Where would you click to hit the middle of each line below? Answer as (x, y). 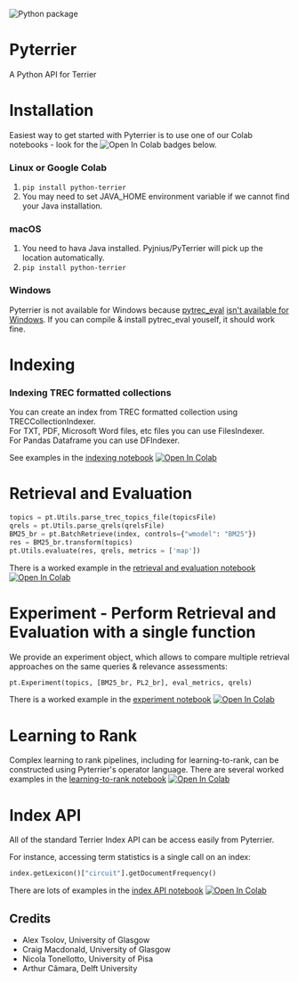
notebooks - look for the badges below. (113, 144)
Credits (30, 918)
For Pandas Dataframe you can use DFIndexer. (95, 440)
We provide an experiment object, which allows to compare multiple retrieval (149, 657)
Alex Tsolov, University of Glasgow (86, 939)
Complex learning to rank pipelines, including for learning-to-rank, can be (144, 760)
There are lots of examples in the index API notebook (106, 890)
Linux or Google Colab (58, 168)
